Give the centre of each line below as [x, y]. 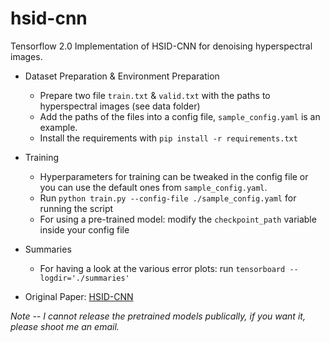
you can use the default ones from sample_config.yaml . [153, 187]
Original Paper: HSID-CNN [79, 296]
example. [58, 127]
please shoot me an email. [65, 326]
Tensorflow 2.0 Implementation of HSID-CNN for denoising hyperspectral [161, 46]
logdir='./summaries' [84, 278]
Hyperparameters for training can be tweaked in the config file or [174, 176]
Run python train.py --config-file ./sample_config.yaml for [168, 198]
